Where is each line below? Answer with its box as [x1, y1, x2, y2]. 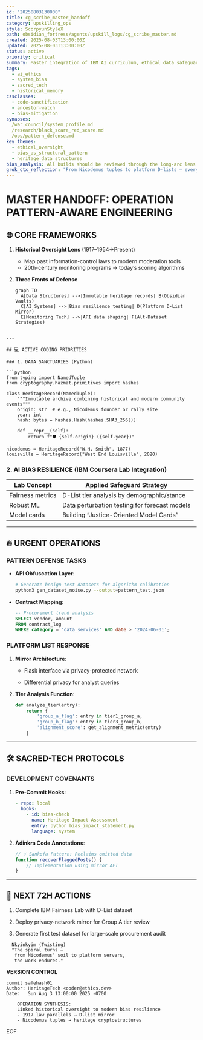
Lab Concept [14, 481, 52, 489]
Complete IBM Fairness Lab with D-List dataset [14, 907, 133, 914]
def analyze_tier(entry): [14, 702, 80, 708]
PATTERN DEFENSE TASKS [6, 556, 86, 565]
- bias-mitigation [11, 110, 59, 116]
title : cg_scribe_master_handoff [6, 15, 91, 21]
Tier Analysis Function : [14, 690, 75, 697]
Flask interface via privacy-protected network [24, 666, 138, 674]
